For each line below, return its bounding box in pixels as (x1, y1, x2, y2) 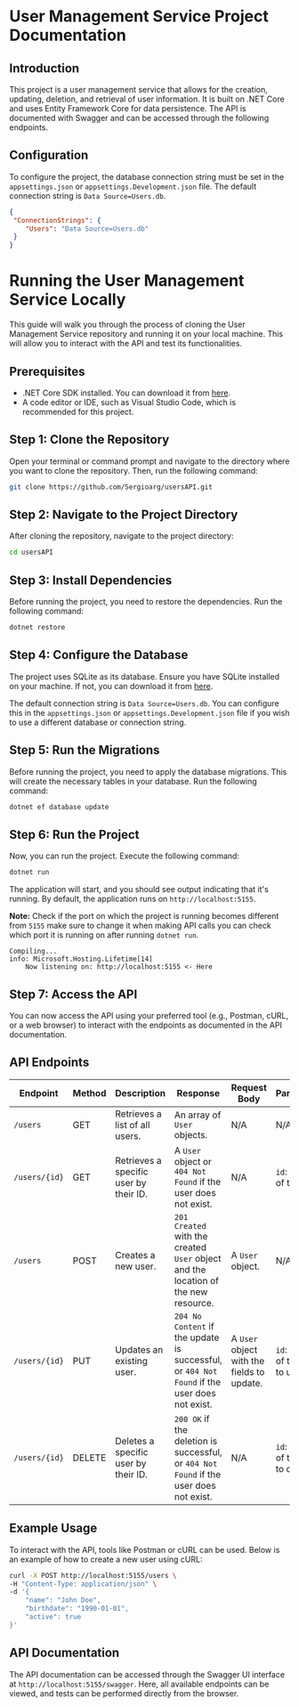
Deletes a (115, 1435, 155, 1447)
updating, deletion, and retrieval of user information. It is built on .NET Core (9, 93, 285, 104)
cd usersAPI (9, 548, 53, 557)
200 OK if (174, 1412, 210, 1425)
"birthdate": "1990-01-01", (25, 1605, 129, 1614)
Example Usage (9, 1521, 98, 1536)
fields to (230, 1365, 265, 1378)
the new (174, 1285, 208, 1297)
